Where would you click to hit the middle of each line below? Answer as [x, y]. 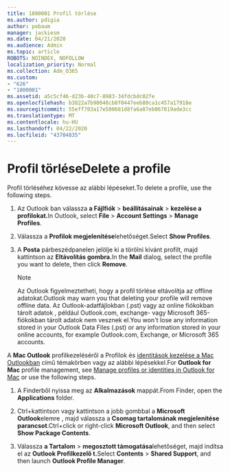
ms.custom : [23, 77]
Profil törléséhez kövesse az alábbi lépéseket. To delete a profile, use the [110, 188]
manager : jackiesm [33, 33]
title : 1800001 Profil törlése [52, 13]
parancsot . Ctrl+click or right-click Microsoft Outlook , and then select [116, 426]
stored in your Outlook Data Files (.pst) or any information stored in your [119, 328]
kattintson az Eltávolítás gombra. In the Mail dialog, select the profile [114, 257]
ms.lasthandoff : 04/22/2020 [47, 128]
